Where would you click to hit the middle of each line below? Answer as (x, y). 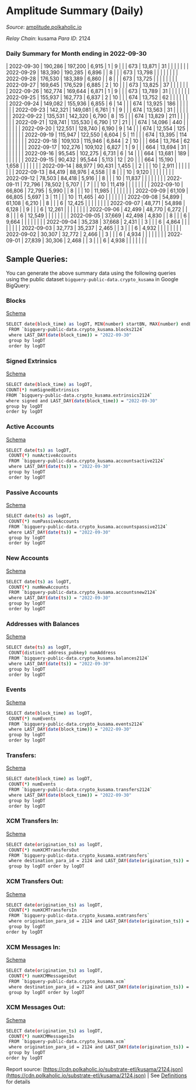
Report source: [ (26, 1069)
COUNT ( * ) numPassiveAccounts (44, 521)
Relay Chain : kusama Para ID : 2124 (48, 38)
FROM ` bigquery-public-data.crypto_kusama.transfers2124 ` (80, 790)
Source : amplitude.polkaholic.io (44, 27)
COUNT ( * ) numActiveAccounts (43, 456)
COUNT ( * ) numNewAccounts (38, 587)
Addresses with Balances (43, 624)
